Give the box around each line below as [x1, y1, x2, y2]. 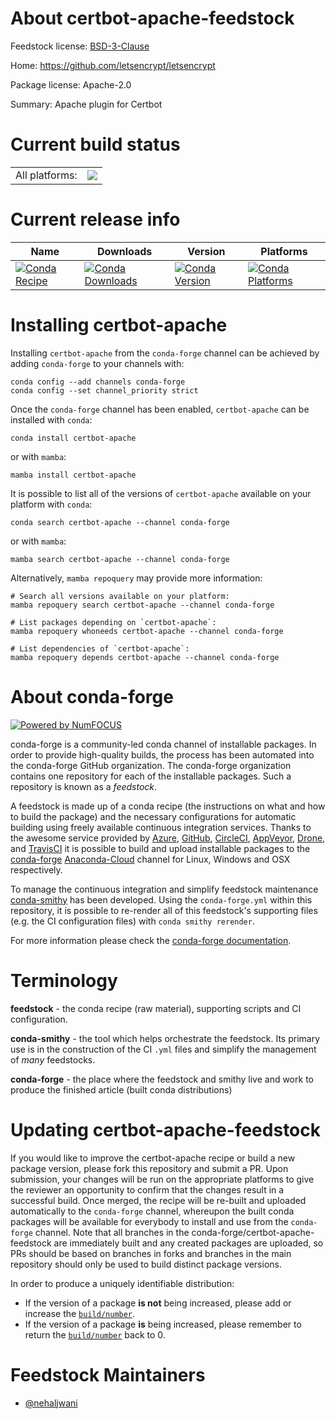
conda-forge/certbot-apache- [191, 1226, 315, 1238]
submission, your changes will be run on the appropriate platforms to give [10, 1173, 315, 1185]
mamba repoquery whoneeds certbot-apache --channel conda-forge [10, 626, 284, 636]
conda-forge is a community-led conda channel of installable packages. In [10, 738, 317, 750]
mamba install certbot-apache [10, 470, 137, 480]
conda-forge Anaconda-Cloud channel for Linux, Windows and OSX [10, 853, 291, 865]
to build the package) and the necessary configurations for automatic [10, 810, 297, 822]
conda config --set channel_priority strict [10, 385, 199, 396]
